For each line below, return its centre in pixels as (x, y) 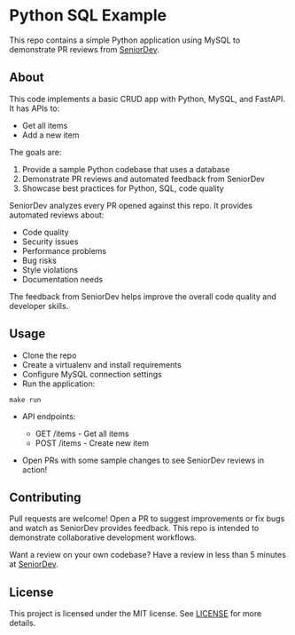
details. (23, 623)
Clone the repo (49, 355)
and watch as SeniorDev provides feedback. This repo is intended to (134, 528)
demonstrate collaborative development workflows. (103, 537)
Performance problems (64, 250)
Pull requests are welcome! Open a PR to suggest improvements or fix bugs (147, 519)
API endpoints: (49, 416)
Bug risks (39, 260)
